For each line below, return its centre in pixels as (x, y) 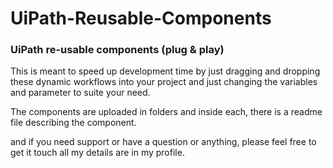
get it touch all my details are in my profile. (97, 153)
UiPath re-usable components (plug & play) (117, 50)
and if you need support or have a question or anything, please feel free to (163, 142)
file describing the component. (73, 123)
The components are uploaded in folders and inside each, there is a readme (166, 112)
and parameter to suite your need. (80, 93)
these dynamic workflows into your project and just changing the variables (164, 82)
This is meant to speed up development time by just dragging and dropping (165, 71)
